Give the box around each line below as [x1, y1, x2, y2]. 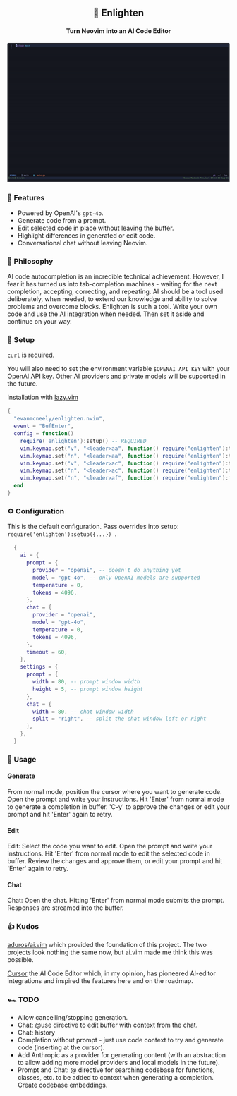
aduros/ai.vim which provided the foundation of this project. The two [7, 940, 207, 949]
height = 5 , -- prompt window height [32, 686, 143, 693]
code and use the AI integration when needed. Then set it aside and [7, 310, 205, 318]
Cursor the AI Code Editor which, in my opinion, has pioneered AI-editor [7, 969, 217, 978]
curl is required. [7, 351, 55, 360]
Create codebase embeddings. [17, 1080, 108, 1090]
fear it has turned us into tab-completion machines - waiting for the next [7, 280, 217, 288]
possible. [7, 955, 34, 963]
